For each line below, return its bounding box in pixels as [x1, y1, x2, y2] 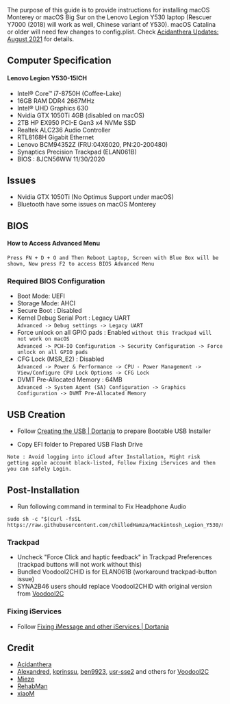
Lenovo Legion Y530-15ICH [7, 73, 88, 82]
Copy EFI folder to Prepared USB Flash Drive [16, 441, 143, 449]
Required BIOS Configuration [7, 276, 105, 285]
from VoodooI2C [16, 589, 64, 598]
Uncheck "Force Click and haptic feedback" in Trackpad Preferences [16, 553, 212, 561]
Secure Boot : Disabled [16, 307, 82, 315]
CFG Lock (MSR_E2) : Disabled [16, 355, 105, 363]
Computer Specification [7, 55, 112, 67]
